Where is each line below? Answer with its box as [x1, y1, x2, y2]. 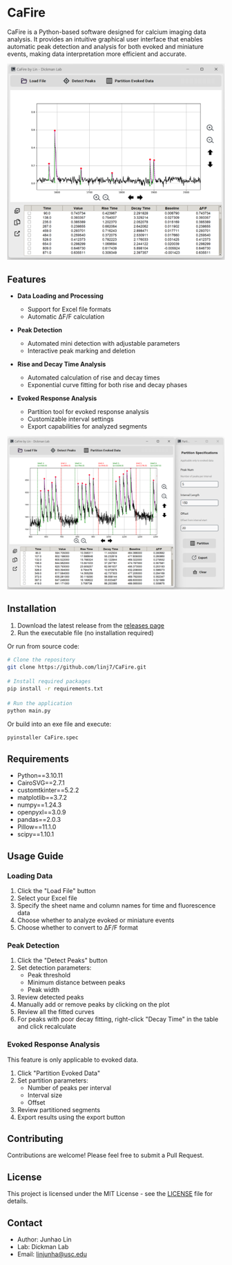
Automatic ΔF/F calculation [27, 312, 105, 321]
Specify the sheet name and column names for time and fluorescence [17, 901, 216, 910]
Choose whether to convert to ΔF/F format [17, 924, 138, 932]
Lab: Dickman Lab [17, 1243, 69, 1251]
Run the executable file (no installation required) [17, 628, 154, 637]
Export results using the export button [17, 1113, 126, 1121]
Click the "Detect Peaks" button [17, 956, 108, 965]
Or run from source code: [7, 641, 79, 650]
